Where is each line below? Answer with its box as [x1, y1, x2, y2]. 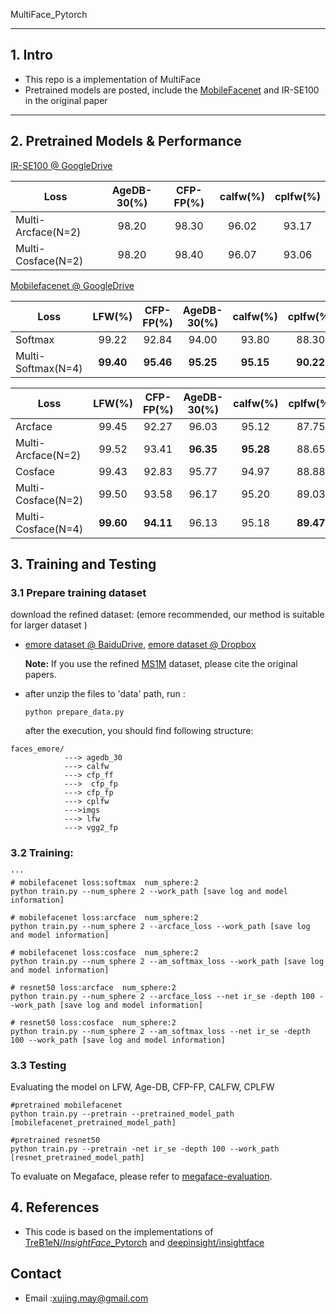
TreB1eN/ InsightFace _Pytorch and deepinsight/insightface [24, 1236, 265, 1248]
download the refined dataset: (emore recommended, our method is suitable [10, 609, 325, 621]
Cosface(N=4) [15, 522, 84, 536]
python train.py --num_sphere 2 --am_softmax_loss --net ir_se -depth [10, 1026, 311, 1036]
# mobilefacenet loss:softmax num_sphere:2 [10, 877, 199, 888]
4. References [10, 1199, 100, 1216]
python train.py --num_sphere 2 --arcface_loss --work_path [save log [10, 921, 311, 931]
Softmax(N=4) [15, 361, 83, 375]
